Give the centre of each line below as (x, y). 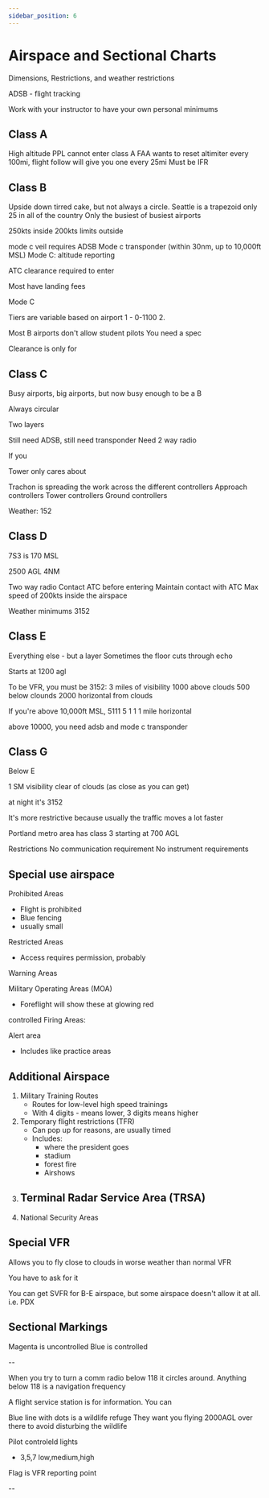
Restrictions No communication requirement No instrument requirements (128, 849)
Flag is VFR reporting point (53, 1472)
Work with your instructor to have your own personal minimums (113, 109)
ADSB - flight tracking (45, 93)
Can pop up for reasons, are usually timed (101, 1130)
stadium (57, 1156)
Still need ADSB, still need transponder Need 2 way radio (102, 440)
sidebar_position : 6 (43, 16)
